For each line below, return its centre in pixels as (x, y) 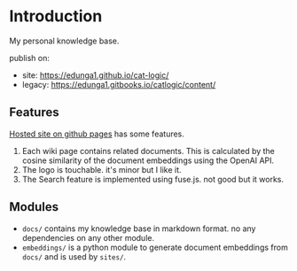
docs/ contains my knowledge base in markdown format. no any (139, 228)
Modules (34, 207)
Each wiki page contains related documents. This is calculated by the (148, 151)
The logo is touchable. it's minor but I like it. (102, 169)
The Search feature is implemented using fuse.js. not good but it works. (153, 179)
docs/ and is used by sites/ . (74, 256)
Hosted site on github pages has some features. (97, 134)
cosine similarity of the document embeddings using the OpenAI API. (148, 160)
